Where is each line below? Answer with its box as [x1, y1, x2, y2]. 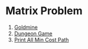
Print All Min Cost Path [14, 36, 69, 43]
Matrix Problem [5, 4, 83, 18]
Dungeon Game [14, 30, 53, 37]
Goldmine [14, 24, 38, 31]
